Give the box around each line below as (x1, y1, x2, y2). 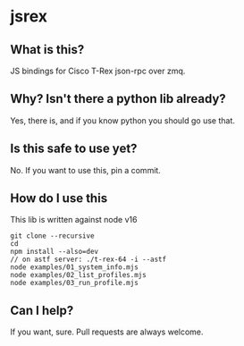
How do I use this (10, 190, 108, 207)
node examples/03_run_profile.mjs (10, 279, 139, 288)
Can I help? (10, 302, 74, 318)
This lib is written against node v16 (10, 215, 138, 225)
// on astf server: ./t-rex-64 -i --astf (10, 255, 167, 265)
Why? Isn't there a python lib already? (10, 91, 226, 106)
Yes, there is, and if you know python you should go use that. (10, 114, 236, 126)
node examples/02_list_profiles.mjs (10, 271, 147, 280)
